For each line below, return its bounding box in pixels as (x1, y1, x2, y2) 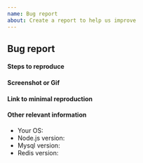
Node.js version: (17, 133, 65, 142)
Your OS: (17, 126, 43, 134)
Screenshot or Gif (7, 79, 60, 87)
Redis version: (17, 148, 59, 157)
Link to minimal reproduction (7, 94, 93, 103)
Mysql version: (17, 141, 61, 150)
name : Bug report (7, 10, 58, 18)
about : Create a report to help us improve (7, 17, 137, 24)
